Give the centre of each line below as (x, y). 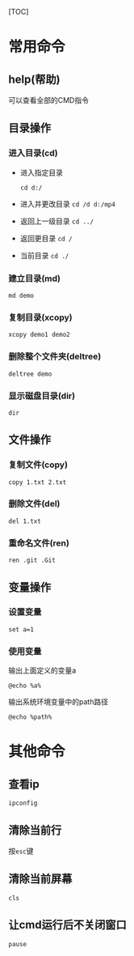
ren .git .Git (32, 561)
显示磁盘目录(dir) (42, 396)
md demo (21, 295)
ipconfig (23, 803)
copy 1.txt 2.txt (38, 482)
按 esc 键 (21, 851)
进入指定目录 (41, 172)
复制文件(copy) (38, 465)
